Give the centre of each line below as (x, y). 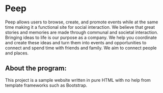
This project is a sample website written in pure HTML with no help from (78, 80)
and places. (17, 53)
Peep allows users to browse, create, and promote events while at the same (82, 22)
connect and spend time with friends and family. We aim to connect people (81, 48)
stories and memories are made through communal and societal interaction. (82, 32)
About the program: (36, 68)
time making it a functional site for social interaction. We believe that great (80, 27)
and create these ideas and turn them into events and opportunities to (76, 42)
